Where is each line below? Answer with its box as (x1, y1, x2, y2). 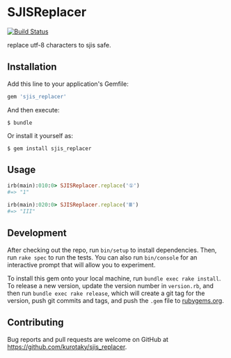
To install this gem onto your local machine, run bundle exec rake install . (7, 274, 221, 283)
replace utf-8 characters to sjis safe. (7, 40, 111, 49)
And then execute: (7, 105, 60, 114)
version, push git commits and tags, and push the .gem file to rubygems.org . (7, 296, 225, 304)
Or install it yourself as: (7, 131, 73, 140)
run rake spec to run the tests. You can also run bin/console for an (7, 253, 198, 262)
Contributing (7, 317, 64, 329)
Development (7, 228, 67, 239)
